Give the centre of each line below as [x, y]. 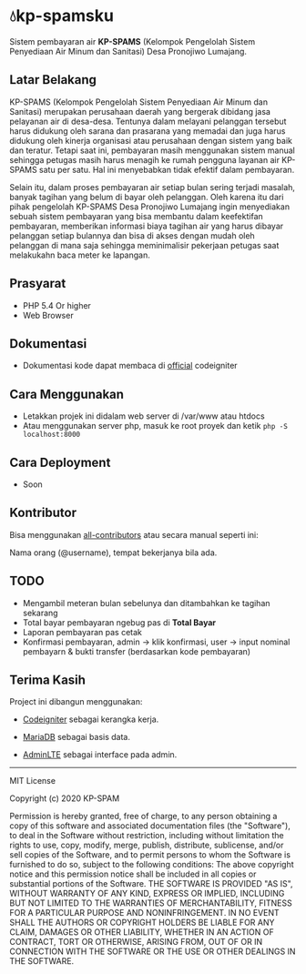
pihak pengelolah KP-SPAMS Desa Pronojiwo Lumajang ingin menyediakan [149, 207]
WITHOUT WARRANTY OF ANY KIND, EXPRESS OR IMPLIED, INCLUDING [147, 894]
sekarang [40, 613]
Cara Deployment [60, 462]
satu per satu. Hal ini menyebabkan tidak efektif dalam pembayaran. [167, 169]
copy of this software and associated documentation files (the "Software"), [150, 826]
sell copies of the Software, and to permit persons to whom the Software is [150, 855]
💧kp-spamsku [61, 16]
